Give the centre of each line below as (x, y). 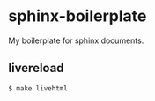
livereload (36, 68)
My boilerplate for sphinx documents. (76, 40)
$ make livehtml (38, 88)
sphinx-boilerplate (77, 16)
